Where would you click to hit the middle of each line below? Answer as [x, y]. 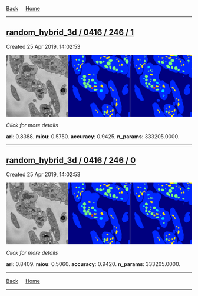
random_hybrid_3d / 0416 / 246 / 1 [70, 33]
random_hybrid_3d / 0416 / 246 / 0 [71, 160]
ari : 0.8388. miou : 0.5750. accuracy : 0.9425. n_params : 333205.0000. [93, 136]
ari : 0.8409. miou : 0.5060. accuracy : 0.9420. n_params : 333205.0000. [93, 264]
